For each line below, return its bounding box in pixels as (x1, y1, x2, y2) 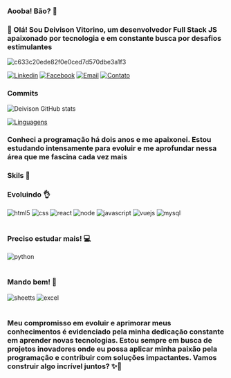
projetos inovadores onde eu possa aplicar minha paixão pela (7, 344, 218, 354)
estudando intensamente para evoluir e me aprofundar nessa (7, 143, 217, 153)
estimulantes (7, 42, 53, 51)
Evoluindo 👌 (7, 190, 50, 199)
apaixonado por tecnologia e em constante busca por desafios (7, 33, 221, 43)
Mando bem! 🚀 (7, 277, 57, 287)
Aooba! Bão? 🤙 (7, 6, 57, 16)
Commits (7, 89, 39, 98)
